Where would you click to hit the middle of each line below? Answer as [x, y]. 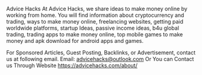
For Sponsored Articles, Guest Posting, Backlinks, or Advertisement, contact [101, 53]
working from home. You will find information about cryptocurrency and [95, 15]
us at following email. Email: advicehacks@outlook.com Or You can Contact [100, 59]
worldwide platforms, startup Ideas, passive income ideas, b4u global [93, 28]
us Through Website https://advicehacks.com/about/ [72, 65]
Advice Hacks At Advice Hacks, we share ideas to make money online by [97, 9]
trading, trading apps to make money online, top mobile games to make [95, 34]
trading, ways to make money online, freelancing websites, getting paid [95, 21]
